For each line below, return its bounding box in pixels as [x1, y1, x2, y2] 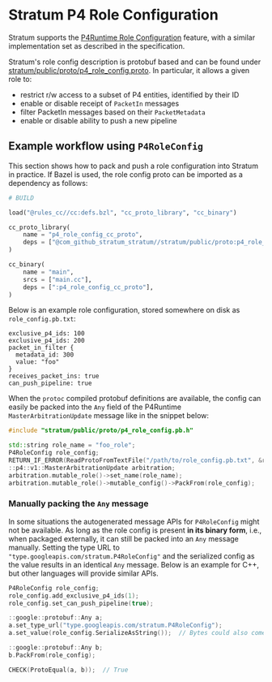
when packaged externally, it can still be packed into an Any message [8, 533, 239, 543]
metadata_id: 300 [15, 351, 74, 359]
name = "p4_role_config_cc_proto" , [23, 231, 143, 239]
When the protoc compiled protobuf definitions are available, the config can [8, 394, 261, 404]
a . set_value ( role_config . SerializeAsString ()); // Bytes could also [8, 629, 249, 637]
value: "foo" [15, 358, 60, 366]
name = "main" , [23, 268, 74, 276]
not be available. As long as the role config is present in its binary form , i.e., [8, 525, 262, 535]
